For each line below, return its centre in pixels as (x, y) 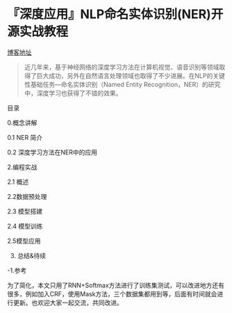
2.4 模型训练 (25, 226)
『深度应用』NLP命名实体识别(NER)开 (115, 14)
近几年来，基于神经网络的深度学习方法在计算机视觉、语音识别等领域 (122, 67)
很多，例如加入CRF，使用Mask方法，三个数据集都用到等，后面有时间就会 (112, 294)
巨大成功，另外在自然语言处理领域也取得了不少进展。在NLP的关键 (131, 75)
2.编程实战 (22, 167)
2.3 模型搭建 (25, 211)
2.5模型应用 (24, 241)
